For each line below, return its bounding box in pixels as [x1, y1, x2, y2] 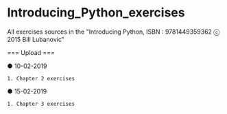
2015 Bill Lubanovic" [7, 35, 65, 43]
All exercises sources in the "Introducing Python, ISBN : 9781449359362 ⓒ [7, 27, 220, 36]
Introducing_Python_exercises [7, 5, 185, 21]
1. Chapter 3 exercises [7, 100, 75, 107]
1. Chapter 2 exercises [7, 75, 75, 82]
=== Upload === [7, 48, 55, 56]
